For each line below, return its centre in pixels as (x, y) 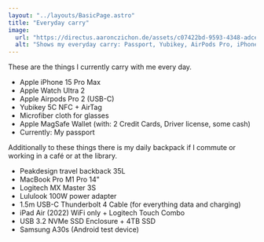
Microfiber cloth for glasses (64, 115)
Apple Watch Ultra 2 (52, 90)
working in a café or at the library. (63, 156)
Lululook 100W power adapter (68, 196)
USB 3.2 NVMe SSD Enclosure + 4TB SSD (87, 222)
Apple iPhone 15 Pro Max (60, 82)
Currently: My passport (57, 132)
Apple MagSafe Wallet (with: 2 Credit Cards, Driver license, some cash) (135, 124)
